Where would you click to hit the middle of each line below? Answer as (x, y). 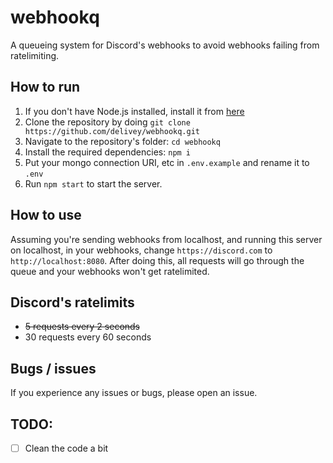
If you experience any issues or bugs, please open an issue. (134, 393)
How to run (45, 87)
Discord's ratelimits (72, 302)
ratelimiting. (35, 55)
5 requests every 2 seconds (82, 327)
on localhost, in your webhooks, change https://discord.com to (141, 250)
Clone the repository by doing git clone (107, 122)
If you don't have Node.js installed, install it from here (134, 111)
